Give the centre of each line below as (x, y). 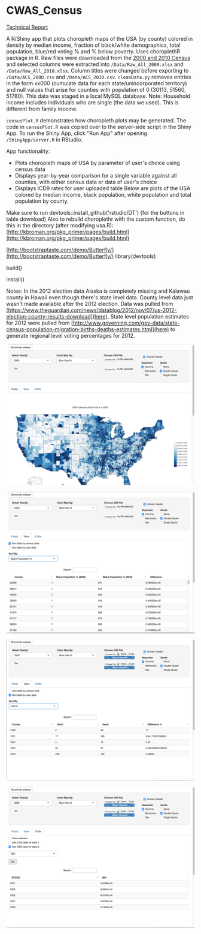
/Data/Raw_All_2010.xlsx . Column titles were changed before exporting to (98, 70)
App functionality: (28, 151)
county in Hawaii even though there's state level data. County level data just (100, 297)
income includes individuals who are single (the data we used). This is (92, 102)
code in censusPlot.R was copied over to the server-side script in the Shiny (99, 127)
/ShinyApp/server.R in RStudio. (44, 139)
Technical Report (27, 27)
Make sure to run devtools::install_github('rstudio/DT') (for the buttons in (95, 212)
